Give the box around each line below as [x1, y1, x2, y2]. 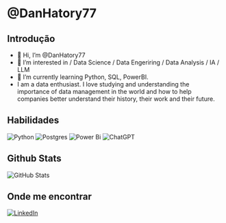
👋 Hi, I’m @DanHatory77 [16, 51, 86, 59]
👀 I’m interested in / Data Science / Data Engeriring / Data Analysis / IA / [16, 58, 220, 67]
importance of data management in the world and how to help [16, 88, 192, 95]
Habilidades [7, 115, 60, 126]
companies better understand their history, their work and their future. [16, 95, 215, 103]
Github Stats [7, 153, 62, 165]
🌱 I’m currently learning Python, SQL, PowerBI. [16, 73, 149, 81]
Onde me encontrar [7, 191, 92, 202]
